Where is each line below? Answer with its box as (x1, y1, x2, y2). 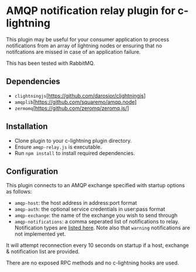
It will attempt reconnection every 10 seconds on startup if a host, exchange (6, 242, 189, 249)
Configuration (6, 166, 59, 176)
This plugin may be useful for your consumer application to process (6, 36, 170, 43)
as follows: (6, 188, 32, 195)
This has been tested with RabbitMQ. (6, 60, 95, 67)
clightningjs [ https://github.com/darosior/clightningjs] (14, 92, 146, 99)
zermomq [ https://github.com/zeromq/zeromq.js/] (14, 104, 129, 112)
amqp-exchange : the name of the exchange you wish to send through (14, 212, 178, 219)
